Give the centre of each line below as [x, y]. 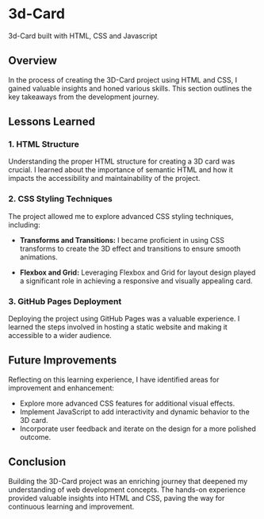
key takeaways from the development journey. [84, 97]
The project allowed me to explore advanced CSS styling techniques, [121, 216]
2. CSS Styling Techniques [60, 199]
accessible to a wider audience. [60, 336]
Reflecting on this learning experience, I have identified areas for [114, 379]
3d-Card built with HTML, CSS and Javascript [83, 36]
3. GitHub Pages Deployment [65, 301]
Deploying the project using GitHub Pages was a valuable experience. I [124, 319]
